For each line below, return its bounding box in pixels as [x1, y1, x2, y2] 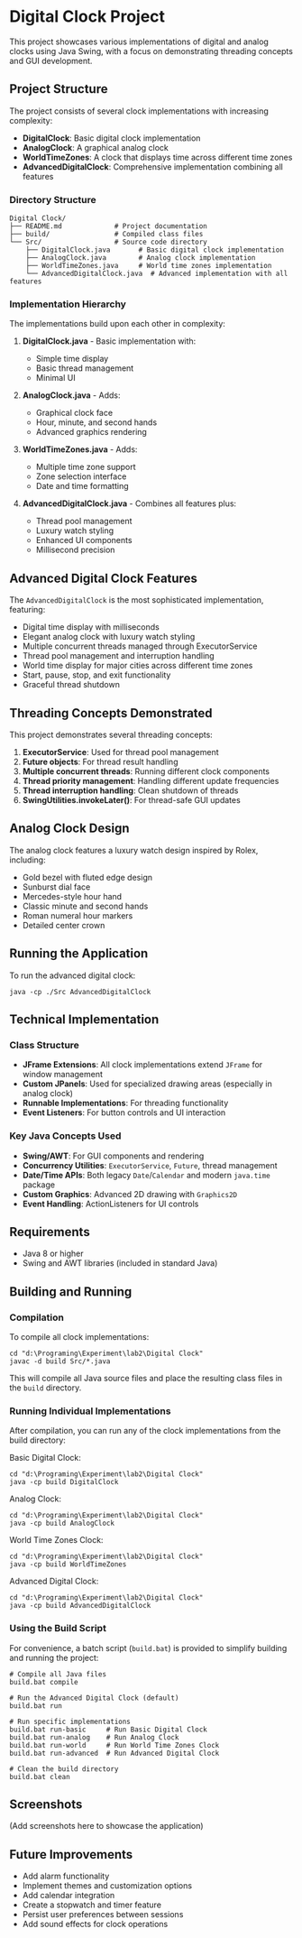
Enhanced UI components [35, 535, 133, 546]
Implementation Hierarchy [9, 298, 126, 310]
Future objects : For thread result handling [22, 756, 178, 767]
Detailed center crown [22, 919, 105, 930]
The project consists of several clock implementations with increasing [9, 106, 269, 116]
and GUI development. [9, 55, 93, 66]
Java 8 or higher [22, 1248, 84, 1260]
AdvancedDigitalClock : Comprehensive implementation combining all [22, 161, 284, 172]
